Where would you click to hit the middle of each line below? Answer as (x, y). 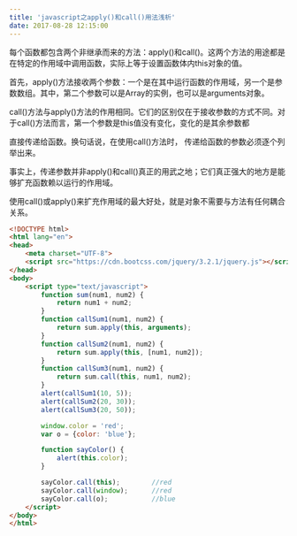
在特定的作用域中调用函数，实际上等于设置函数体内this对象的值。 (128, 63)
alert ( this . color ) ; (92, 458)
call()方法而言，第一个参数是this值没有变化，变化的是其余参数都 (133, 123)
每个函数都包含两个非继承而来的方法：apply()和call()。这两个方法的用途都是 (147, 52)
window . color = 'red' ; (83, 425)
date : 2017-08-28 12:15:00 (59, 26)
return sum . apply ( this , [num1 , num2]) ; (129, 352)
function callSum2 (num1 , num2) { (103, 344)
